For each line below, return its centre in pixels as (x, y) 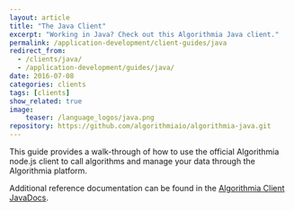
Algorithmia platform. (49, 171)
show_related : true (46, 101)
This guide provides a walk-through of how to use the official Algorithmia (144, 152)
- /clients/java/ (50, 59)
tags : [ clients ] (40, 92)
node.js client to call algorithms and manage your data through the (133, 161)
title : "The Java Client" (58, 26)
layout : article (40, 18)
